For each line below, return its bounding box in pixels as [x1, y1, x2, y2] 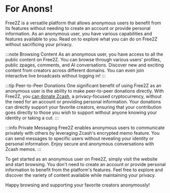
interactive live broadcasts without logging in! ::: [5, 72, 106, 79]
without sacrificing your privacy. [5, 41, 73, 47]
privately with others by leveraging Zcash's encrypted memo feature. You [5, 130, 160, 136]
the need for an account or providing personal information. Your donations [5, 98, 161, 104]
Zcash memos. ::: [5, 146, 42, 152]
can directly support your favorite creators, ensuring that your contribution [5, 104, 162, 110]
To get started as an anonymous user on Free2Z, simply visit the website [5, 156, 158, 162]
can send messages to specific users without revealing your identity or [5, 135, 154, 141]
